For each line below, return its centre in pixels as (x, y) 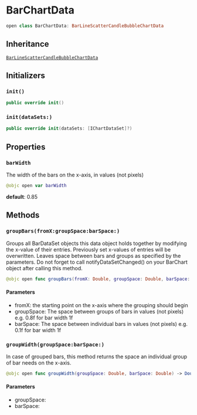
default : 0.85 (22, 196)
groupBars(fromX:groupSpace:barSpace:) (63, 231)
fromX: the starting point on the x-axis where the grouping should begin (101, 305)
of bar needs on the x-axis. (39, 363)
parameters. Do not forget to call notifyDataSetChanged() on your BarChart (97, 262)
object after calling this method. (45, 268)
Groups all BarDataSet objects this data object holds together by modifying (96, 243)
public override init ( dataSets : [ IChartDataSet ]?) (69, 129)
